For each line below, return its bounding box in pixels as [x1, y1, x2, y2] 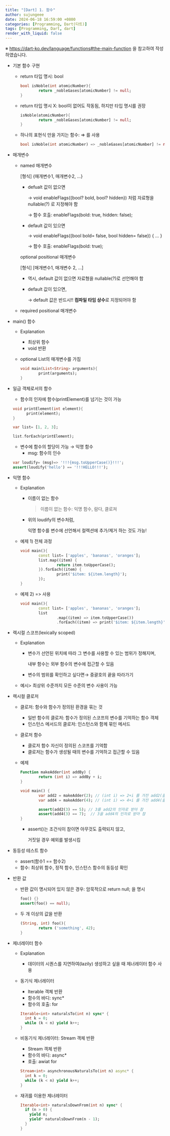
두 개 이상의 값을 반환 [20, 910, 62, 916]
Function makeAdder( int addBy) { [20, 770, 91, 775]
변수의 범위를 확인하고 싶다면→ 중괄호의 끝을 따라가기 [27, 671, 134, 678]
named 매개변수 [20, 162, 53, 169]
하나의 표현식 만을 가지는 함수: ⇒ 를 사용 [20, 132, 100, 138]
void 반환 [27, 345, 47, 352]
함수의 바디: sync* [27, 995, 65, 1001]
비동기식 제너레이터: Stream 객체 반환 [20, 1035, 95, 1041]
